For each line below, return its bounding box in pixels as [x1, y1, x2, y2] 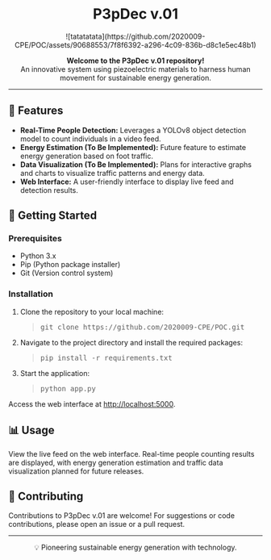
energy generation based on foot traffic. [19, 151, 153, 161]
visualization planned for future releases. [8, 466, 144, 476]
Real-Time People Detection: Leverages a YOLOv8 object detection [19, 125, 247, 135]
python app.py [40, 384, 97, 393]
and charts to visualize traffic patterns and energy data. [19, 168, 206, 178]
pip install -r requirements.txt [40, 353, 173, 362]
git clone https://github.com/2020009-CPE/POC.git [40, 322, 245, 332]
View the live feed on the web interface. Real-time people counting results [8, 449, 255, 458]
